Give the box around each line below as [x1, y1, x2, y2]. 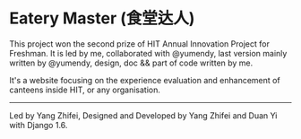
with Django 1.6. [9, 119, 68, 130]
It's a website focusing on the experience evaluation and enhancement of [9, 74, 280, 85]
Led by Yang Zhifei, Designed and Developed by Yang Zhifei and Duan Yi [9, 109, 278, 121]
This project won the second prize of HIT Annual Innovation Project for [9, 38, 271, 49]
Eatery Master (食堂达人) [9, 8, 195, 29]
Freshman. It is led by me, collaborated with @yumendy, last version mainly [9, 48, 288, 58]
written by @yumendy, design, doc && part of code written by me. [9, 57, 254, 68]
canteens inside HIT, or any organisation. [9, 84, 161, 95]
